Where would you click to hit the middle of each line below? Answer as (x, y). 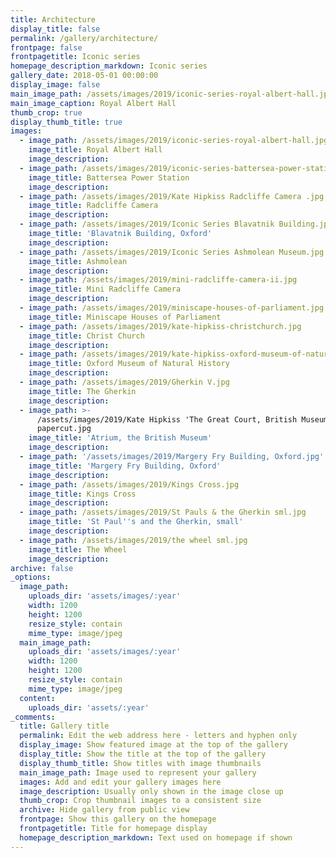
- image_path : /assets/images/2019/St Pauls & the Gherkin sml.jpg (163, 512)
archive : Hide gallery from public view (104, 810)
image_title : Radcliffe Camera (93, 206)
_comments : (33, 717)
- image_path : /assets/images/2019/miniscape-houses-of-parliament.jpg (172, 308)
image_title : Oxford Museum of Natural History (129, 364)
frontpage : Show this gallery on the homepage (118, 819)
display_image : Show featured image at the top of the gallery (153, 745)
